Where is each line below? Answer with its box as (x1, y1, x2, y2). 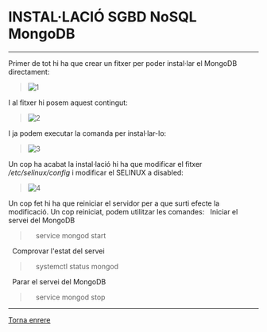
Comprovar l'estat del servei (11, 246, 105, 256)
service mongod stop (35, 292, 106, 302)
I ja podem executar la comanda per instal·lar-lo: (8, 128, 167, 138)
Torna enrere (8, 315, 51, 325)
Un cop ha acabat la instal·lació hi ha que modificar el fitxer (8, 159, 203, 168)
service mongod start (35, 230, 106, 240)
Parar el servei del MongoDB (11, 276, 106, 286)
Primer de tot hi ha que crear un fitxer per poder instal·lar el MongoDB (8, 58, 238, 68)
